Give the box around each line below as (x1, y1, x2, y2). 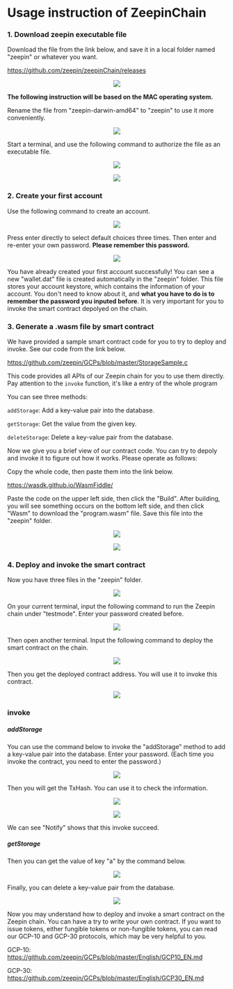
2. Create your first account (7, 191, 103, 201)
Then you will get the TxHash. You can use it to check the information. (7, 784, 209, 792)
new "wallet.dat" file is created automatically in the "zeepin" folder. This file (7, 275, 224, 283)
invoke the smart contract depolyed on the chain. (7, 304, 148, 312)
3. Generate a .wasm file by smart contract (7, 321, 154, 331)
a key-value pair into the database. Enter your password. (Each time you (7, 750, 214, 759)
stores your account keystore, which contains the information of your (7, 282, 205, 290)
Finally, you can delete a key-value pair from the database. (7, 883, 175, 892)
